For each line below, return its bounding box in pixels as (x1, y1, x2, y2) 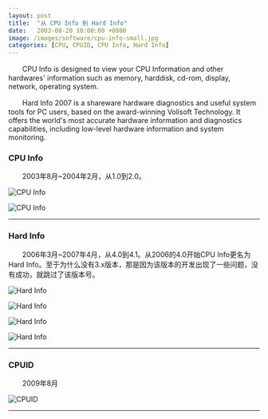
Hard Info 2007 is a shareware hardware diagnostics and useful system (22, 98, 257, 108)
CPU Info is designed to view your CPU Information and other (22, 65, 224, 74)
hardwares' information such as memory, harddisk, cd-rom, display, (8, 73, 231, 83)
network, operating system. (8, 81, 99, 92)
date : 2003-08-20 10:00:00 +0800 (8, 26, 127, 34)
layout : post (8, 11, 52, 20)
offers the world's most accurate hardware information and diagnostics (8, 116, 242, 125)
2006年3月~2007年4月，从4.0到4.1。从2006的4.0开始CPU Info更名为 (22, 249, 251, 259)
